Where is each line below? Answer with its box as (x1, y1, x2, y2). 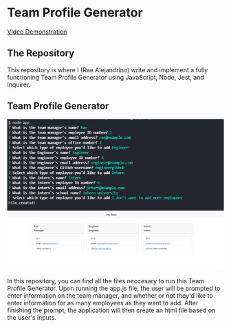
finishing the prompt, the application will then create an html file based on (7, 306, 216, 314)
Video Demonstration (7, 28, 67, 36)
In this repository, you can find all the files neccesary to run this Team (7, 277, 205, 285)
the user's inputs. (7, 314, 56, 322)
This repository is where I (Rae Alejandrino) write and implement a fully (7, 65, 208, 74)
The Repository (7, 47, 75, 59)
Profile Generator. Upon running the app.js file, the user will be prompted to (7, 284, 221, 293)
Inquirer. (7, 80, 31, 89)
